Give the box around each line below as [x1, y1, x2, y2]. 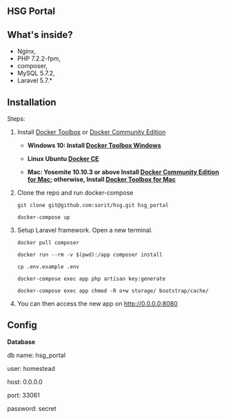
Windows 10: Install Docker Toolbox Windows [27, 141, 161, 150]
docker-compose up [17, 214, 70, 221]
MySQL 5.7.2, [17, 69, 55, 78]
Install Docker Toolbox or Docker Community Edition [17, 128, 166, 136]
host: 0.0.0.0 [7, 378, 43, 386]
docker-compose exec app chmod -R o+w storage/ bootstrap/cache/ [17, 288, 209, 294]
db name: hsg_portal [7, 351, 66, 359]
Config [7, 319, 37, 331]
